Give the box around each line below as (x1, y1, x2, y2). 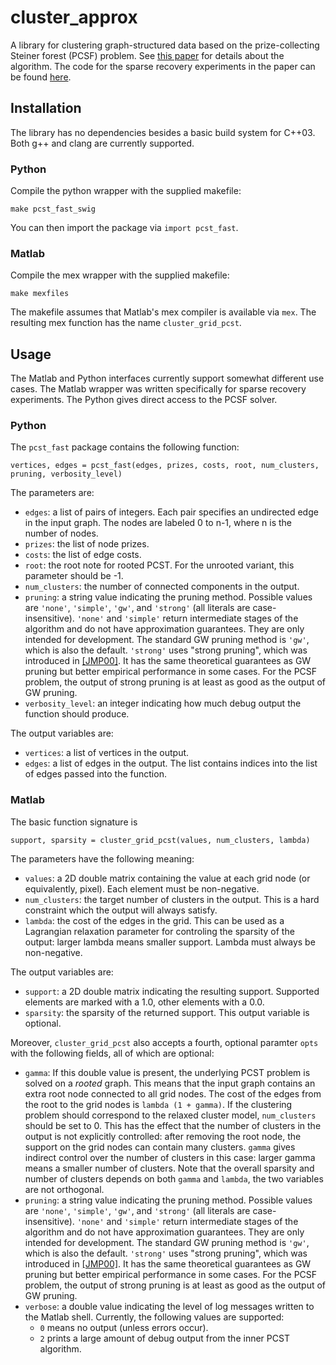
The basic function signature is (10, 816, 138, 828)
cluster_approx (10, 6, 138, 29)
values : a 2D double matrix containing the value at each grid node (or (24, 872, 311, 884)
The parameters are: (10, 487, 95, 499)
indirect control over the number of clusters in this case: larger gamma (24, 1151, 316, 1163)
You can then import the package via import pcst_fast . (10, 222, 239, 234)
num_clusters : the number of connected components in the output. (24, 581, 300, 593)
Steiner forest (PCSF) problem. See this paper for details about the (10, 49, 285, 61)
